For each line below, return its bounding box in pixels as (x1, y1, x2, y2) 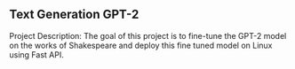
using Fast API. (9, 49, 64, 60)
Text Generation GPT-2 (9, 7, 140, 22)
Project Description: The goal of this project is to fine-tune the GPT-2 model (9, 30, 287, 41)
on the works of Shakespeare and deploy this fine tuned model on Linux (9, 40, 273, 50)
